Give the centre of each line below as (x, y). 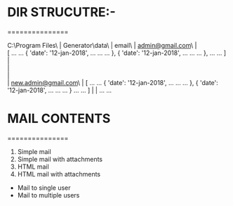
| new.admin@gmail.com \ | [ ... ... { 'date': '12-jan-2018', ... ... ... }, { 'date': (113, 82)
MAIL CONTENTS (59, 118)
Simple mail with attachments (60, 159)
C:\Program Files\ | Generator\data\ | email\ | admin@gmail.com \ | (102, 45)
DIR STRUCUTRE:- (61, 12)
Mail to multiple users (48, 195)
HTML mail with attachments (59, 174)
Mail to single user (44, 188)
